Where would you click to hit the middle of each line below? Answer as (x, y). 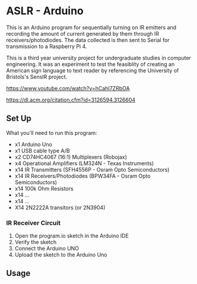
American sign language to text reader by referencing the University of (93, 70)
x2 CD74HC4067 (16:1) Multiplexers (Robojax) (71, 157)
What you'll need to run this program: (52, 132)
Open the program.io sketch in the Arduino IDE (72, 236)
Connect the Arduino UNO (47, 248)
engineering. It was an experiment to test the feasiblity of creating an (90, 64)
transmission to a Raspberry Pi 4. (47, 46)
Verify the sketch (36, 242)
